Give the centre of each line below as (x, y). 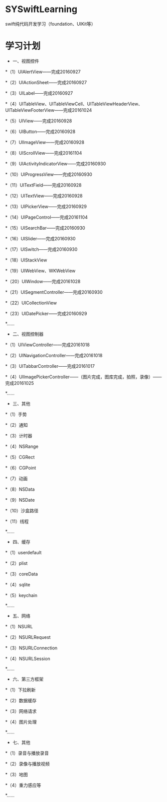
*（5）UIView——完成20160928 (39, 121)
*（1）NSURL (19, 626)
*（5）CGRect (20, 457)
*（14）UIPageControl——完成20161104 (46, 217)
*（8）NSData (20, 489)
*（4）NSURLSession (28, 658)
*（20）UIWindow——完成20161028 (43, 281)
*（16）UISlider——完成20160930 (41, 238)
